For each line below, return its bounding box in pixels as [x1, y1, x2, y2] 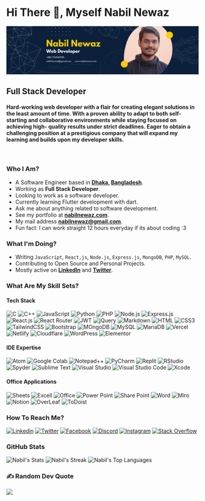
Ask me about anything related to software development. [15, 204, 159, 212]
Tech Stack [6, 297, 35, 304]
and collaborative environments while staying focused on [27, 116, 177, 124]
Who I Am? [6, 165, 40, 173]
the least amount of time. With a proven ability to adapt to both [6, 109, 168, 117]
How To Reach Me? [6, 413, 65, 421]
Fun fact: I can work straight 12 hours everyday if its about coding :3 [15, 224, 187, 231]
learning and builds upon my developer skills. [6, 136, 124, 143]
